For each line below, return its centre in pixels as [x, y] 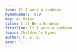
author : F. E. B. [23, 38]
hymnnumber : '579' [24, 14]
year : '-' [15, 42]
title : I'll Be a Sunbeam [32, 24]
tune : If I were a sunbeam [33, 10]
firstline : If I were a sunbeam [38, 28]
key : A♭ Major [20, 19]
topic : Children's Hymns [31, 33]
